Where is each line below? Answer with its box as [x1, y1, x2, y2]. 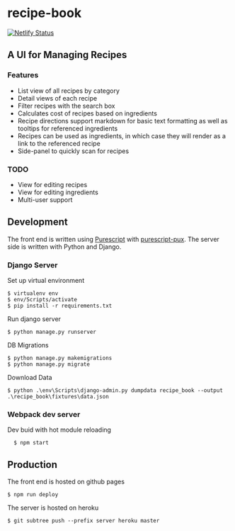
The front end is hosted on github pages [7, 477, 125, 486]
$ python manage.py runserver [7, 328, 97, 336]
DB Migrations [7, 341, 49, 350]
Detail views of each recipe [17, 94, 98, 102]
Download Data [7, 374, 52, 382]
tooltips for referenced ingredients [17, 124, 118, 133]
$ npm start [13, 440, 50, 447]
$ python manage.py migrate [7, 361, 91, 368]
